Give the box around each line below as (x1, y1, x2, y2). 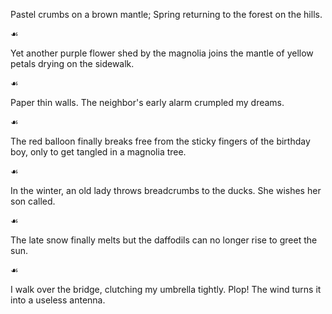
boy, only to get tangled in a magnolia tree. (10, 146, 187, 158)
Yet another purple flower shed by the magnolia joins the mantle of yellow (10, 47, 314, 59)
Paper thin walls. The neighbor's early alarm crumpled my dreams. (10, 97, 285, 108)
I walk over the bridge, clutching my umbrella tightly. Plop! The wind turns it (10, 284, 322, 295)
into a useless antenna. (10, 294, 106, 306)
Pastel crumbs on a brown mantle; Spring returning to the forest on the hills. (10, 9, 323, 20)
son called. (10, 195, 56, 207)
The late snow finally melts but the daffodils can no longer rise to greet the (10, 234, 318, 246)
